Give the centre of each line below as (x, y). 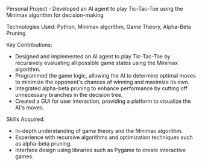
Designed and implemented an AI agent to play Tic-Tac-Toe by (93, 56)
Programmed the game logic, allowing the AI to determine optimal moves (105, 75)
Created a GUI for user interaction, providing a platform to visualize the (103, 101)
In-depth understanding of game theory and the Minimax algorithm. (99, 131)
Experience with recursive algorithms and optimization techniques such (104, 137)
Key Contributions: (29, 45)
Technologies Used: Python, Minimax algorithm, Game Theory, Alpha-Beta (99, 27)
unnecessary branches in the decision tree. (69, 95)
